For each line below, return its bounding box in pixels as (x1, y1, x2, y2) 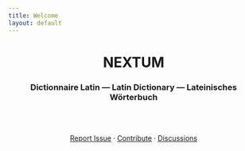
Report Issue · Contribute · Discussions (70, 133, 197, 143)
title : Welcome (8, 11, 59, 20)
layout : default (8, 19, 62, 27)
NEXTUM (103, 53, 165, 72)
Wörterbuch (110, 91, 157, 103)
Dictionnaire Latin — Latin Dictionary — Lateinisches (30, 81, 237, 92)
